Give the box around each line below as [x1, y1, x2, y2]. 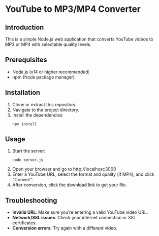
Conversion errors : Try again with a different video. [12, 225, 118, 231]
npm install [12, 121, 37, 126]
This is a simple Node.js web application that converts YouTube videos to [5, 36, 154, 42]
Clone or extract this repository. [12, 101, 77, 107]
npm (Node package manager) [12, 74, 75, 80]
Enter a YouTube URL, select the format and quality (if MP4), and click [12, 171, 154, 177]
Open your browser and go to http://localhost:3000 [12, 166, 117, 172]
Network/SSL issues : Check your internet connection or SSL [12, 215, 136, 221]
